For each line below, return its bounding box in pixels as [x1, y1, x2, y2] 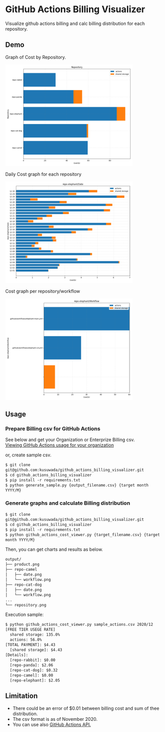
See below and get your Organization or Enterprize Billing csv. [5, 436, 135, 443]
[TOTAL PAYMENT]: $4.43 [5, 642, 56, 647]
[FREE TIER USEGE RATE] [5, 627, 56, 632]
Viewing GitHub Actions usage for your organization [5, 442, 114, 448]
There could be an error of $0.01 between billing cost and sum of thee [12, 705, 159, 711]
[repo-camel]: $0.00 [10, 672, 53, 678]
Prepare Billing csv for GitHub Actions [5, 425, 101, 432]
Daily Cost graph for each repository [5, 171, 82, 177]
